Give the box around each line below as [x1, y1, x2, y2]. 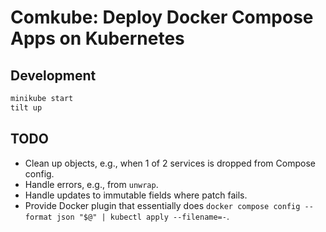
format [24, 212, 53, 222]
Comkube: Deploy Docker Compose [10, 6, 314, 29]
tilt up [10, 102, 43, 113]
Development [10, 67, 97, 84]
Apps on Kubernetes [10, 27, 185, 50]
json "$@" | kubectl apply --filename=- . [56, 210, 230, 222]
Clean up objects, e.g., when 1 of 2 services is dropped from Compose [24, 157, 316, 169]
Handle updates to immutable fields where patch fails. [24, 189, 248, 201]
